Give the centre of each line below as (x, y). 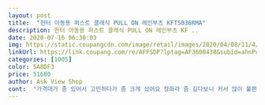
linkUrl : (22, 52)
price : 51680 (30, 74)
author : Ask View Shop (45, 81)
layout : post (30, 15)
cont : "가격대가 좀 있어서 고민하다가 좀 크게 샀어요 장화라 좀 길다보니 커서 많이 (125, 89)
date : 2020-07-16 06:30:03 (52, 37)
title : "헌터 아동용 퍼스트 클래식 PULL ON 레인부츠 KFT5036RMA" (107, 23)
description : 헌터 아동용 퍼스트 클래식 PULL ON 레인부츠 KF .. (104, 30)
